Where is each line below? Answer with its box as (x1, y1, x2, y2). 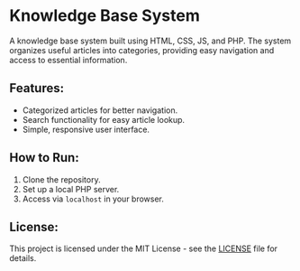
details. (9, 253, 37, 264)
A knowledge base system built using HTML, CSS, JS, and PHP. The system (9, 35, 292, 46)
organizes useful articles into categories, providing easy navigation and (9, 44, 275, 55)
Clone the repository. (22, 173, 101, 185)
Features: (9, 80, 65, 96)
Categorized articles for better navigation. (22, 105, 178, 116)
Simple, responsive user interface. (22, 124, 150, 135)
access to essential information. (9, 54, 128, 65)
